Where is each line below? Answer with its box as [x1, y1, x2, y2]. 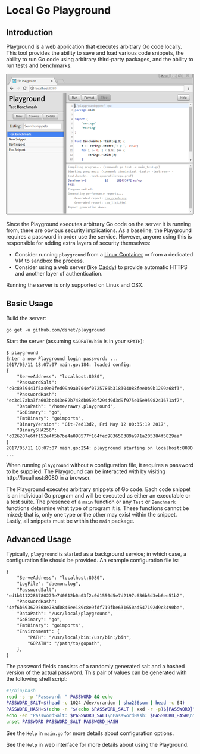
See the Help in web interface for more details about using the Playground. [6, 741, 189, 748]
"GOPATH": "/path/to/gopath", [27, 640, 102, 646]
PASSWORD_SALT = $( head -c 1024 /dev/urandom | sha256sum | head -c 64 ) [6, 700, 185, 706]
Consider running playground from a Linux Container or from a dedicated [14, 251, 193, 258]
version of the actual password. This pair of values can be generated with [6, 669, 187, 676]
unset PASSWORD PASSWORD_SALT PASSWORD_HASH [6, 719, 118, 725]
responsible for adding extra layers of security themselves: [6, 239, 151, 246]
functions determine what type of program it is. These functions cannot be [6, 504, 189, 512]
